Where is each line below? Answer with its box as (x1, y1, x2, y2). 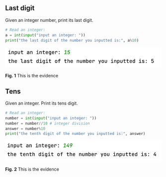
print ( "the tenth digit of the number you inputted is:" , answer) (5, 131, 146, 136)
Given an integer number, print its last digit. (5, 17, 93, 23)
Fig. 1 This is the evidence (5, 73, 59, 79)
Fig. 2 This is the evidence (5, 166, 60, 172)
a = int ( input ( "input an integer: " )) (5, 32, 85, 38)
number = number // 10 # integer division (5, 121, 90, 126)
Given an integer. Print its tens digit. (5, 100, 78, 106)
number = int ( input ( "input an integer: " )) (5, 116, 97, 120)
